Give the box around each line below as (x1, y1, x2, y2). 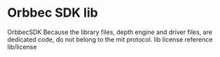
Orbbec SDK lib (7, 5, 98, 21)
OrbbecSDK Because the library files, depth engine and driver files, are (7, 28, 212, 36)
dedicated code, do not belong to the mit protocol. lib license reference (7, 35, 213, 43)
